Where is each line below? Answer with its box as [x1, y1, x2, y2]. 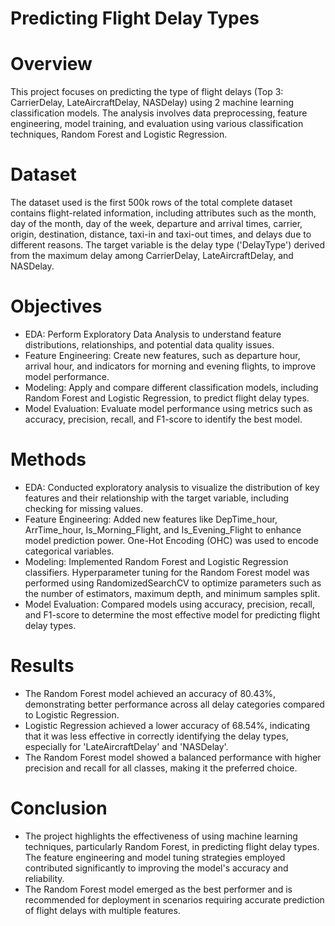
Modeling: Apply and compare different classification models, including [24, 382, 319, 393]
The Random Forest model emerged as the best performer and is [24, 883, 293, 895]
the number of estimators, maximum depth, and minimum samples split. [24, 587, 321, 599]
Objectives [10, 295, 103, 318]
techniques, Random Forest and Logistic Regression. [10, 128, 228, 141]
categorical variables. [24, 545, 115, 557]
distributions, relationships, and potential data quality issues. [24, 339, 275, 351]
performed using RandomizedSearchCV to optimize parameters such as [24, 577, 322, 589]
